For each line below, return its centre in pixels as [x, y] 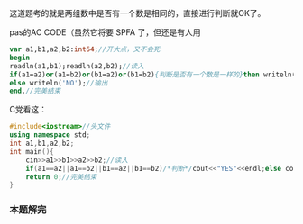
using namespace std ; [50, 135]
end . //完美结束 [35, 91]
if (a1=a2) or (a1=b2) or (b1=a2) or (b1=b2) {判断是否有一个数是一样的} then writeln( [152, 75]
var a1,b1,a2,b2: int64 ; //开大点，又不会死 [85, 49]
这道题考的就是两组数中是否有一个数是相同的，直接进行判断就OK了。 [138, 13]
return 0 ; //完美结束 [61, 177]
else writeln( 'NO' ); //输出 [59, 83]
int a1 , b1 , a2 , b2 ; [42, 143]
